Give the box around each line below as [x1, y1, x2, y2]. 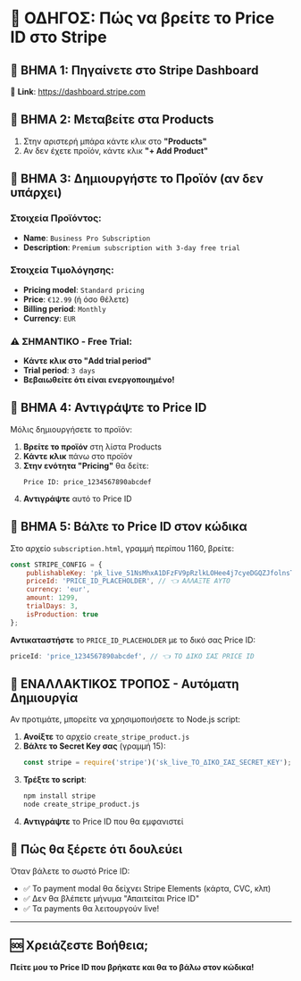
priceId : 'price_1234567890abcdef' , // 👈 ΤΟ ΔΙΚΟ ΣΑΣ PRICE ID [10, 651, 255, 660]
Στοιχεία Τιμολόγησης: [10, 264, 114, 276]
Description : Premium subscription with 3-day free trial [22, 241, 240, 253]
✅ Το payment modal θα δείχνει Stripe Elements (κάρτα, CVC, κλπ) [22, 883, 272, 893]
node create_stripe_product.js [22, 800, 140, 809]
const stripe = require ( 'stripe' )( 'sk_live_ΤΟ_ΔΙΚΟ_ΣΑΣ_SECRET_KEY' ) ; [22, 759, 292, 767]
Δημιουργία [10, 690, 79, 705]
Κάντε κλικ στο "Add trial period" [22, 356, 152, 366]
